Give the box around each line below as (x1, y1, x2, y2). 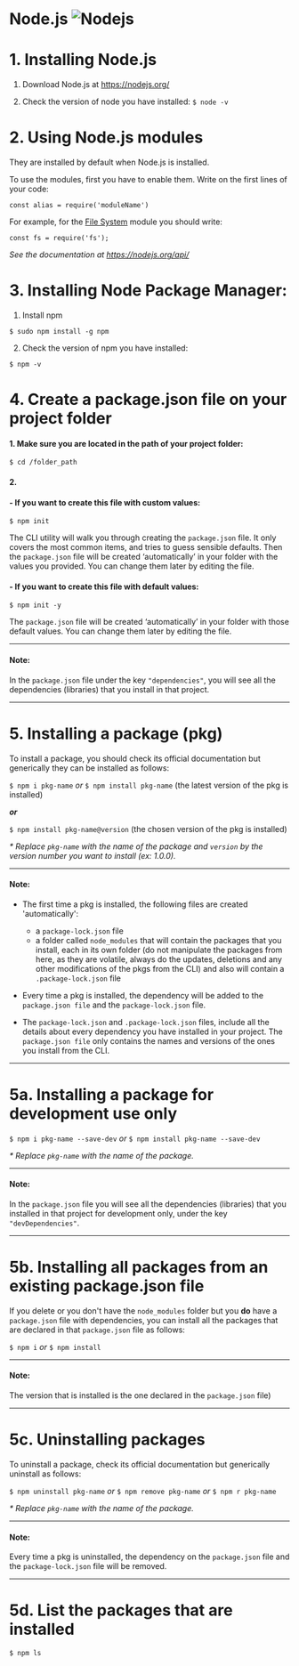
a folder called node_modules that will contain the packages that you (35, 934, 282, 945)
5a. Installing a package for (9, 1084, 214, 1104)
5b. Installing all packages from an (9, 1258, 269, 1277)
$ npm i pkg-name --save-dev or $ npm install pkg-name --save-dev (9, 1133, 261, 1144)
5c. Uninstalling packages (9, 1429, 206, 1450)
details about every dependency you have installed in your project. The (21, 1026, 283, 1037)
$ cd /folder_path (9, 458, 77, 467)
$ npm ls (9, 1649, 42, 1658)
